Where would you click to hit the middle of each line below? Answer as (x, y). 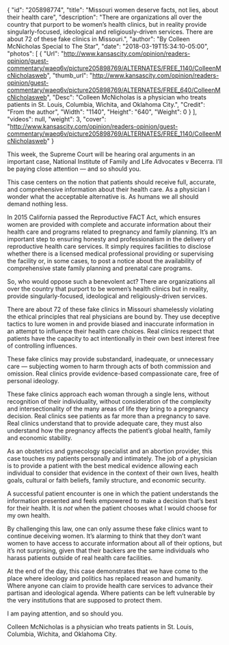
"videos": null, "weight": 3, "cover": (57, 119)
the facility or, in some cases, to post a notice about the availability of (105, 261)
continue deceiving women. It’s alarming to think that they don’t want (104, 536)
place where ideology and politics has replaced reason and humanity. (105, 578)
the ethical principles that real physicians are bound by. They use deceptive (113, 317)
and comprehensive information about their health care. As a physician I (108, 189)
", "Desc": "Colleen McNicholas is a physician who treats (127, 97)
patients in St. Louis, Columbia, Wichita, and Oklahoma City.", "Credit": (106, 105)
